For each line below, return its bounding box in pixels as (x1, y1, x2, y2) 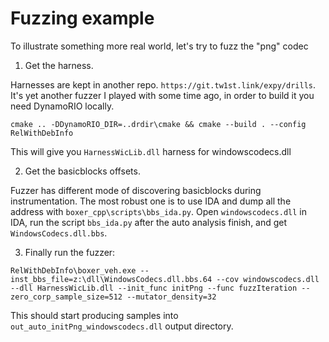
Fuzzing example (10, 7, 155, 30)
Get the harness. (24, 59, 94, 71)
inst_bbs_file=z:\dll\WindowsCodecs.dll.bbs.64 (10, 274, 213, 284)
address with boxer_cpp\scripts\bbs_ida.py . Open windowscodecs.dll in (10, 205, 307, 217)
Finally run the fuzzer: (24, 246, 116, 258)
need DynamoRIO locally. (10, 100, 115, 112)
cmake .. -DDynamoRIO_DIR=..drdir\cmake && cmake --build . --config (10, 119, 307, 129)
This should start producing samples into (10, 309, 179, 321)
